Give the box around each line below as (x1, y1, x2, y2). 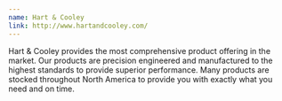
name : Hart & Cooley (8, 12, 85, 22)
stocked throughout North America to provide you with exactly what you (8, 74, 273, 84)
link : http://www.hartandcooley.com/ (8, 21, 149, 30)
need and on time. (8, 83, 75, 94)
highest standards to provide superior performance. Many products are (8, 64, 270, 75)
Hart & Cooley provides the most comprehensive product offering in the (8, 45, 271, 56)
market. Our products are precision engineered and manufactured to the (8, 55, 273, 66)
